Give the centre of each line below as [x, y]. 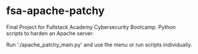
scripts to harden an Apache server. [50, 33]
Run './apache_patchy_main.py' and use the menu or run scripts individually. [99, 45]
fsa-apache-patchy [56, 11]
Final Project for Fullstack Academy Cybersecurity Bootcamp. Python [91, 27]
